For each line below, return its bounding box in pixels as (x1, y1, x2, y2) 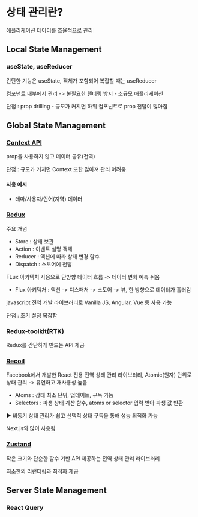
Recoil (6, 357, 25, 365)
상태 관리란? (6, 5, 64, 19)
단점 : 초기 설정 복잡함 (6, 312, 58, 319)
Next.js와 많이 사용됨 (6, 425, 56, 432)
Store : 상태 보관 (14, 237, 54, 245)
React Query (6, 504, 44, 512)
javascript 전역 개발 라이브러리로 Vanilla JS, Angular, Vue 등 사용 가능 (6, 299, 172, 306)
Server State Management (6, 486, 107, 496)
